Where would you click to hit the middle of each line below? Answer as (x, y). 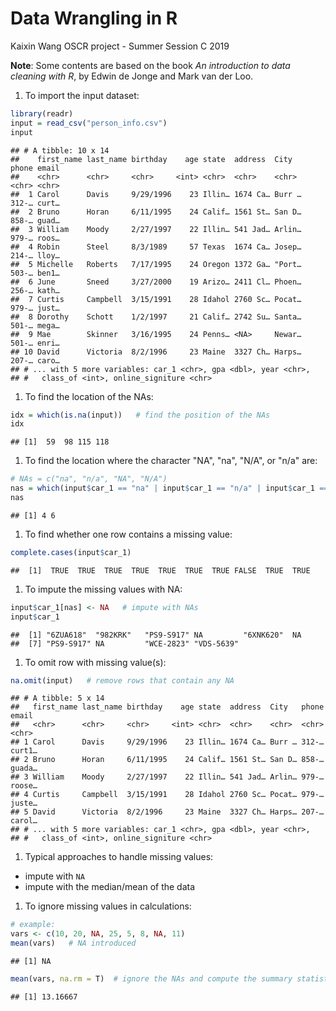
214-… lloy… (35, 255)
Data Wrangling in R (94, 18)
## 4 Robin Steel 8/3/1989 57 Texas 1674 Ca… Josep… (156, 247)
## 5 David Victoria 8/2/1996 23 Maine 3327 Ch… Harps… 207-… (167, 812)
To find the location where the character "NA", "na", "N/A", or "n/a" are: (171, 461)
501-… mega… (35, 325)
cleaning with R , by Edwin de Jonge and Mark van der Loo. (132, 76)
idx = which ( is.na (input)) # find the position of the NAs (140, 415)
